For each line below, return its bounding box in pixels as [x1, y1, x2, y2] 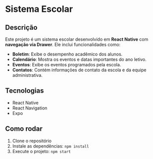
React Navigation [12, 105, 48, 111]
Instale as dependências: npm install [12, 143, 89, 149]
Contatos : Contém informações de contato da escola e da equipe [12, 67, 147, 73]
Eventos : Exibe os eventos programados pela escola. [12, 62, 121, 67]
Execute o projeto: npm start [12, 148, 71, 154]
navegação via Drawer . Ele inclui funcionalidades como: [5, 42, 121, 48]
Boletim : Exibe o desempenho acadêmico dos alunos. [12, 51, 123, 57]
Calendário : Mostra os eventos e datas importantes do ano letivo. [12, 56, 147, 62]
